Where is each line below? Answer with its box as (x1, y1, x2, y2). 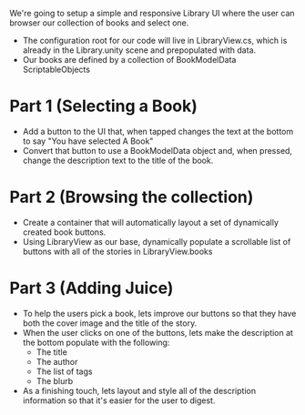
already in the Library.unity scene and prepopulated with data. (22, 45, 257, 56)
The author (36, 356, 78, 367)
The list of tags (36, 366, 93, 377)
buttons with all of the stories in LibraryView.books (22, 246, 213, 257)
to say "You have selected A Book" (22, 136, 154, 147)
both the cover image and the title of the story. (22, 318, 198, 329)
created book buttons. (22, 227, 107, 238)
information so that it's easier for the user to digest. (22, 395, 216, 406)
